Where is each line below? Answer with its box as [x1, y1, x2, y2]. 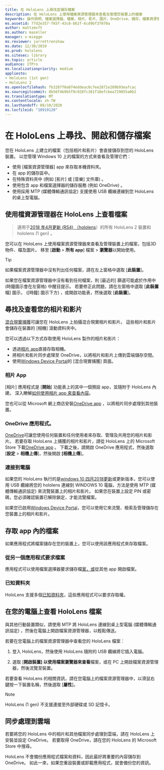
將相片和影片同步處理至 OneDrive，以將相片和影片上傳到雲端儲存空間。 [12, 352, 157, 358]
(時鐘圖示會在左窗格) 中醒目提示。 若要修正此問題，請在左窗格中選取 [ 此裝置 [5, 283, 159, 289]
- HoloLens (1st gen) [5, 76, 49, 80]
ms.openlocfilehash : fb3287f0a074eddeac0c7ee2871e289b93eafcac [5, 84, 137, 90]
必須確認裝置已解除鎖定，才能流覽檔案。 [18, 494, 99, 500]
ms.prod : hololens [5, 48, 42, 53]
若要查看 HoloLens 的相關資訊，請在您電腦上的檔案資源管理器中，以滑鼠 [5, 675, 151, 681]
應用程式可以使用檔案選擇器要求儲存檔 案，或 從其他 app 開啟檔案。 [5, 566, 139, 572]
